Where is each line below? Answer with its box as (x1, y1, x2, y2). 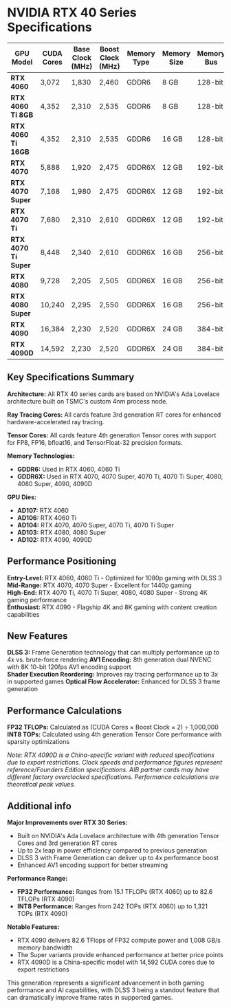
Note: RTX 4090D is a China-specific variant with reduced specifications (7, 751, 215, 759)
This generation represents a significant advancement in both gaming (7, 978, 204, 987)
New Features (7, 630, 68, 642)
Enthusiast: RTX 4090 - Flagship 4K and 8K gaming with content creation (7, 603, 217, 611)
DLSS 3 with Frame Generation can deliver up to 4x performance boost (16, 854, 219, 862)
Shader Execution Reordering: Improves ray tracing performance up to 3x (7, 670, 219, 679)
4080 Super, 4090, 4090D (16, 479, 93, 487)
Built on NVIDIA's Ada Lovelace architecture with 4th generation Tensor (16, 832, 220, 840)
